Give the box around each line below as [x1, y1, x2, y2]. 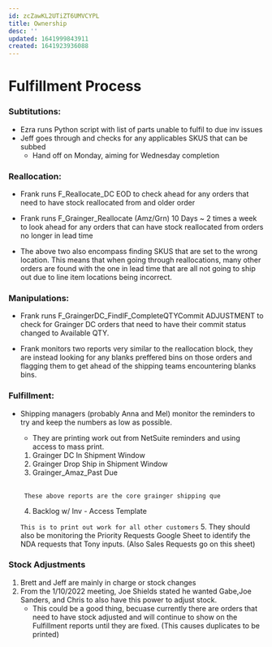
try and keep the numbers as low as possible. [19, 417, 173, 427]
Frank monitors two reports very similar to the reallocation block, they [19, 344, 253, 354]
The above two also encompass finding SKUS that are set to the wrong [19, 246, 258, 256]
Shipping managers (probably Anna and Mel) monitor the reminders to [19, 408, 256, 418]
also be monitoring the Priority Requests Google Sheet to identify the [19, 530, 251, 540]
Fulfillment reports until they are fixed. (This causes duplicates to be [32, 620, 260, 630]
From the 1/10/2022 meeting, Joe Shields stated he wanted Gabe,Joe [19, 586, 252, 596]
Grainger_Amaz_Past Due [32, 468, 118, 477]
